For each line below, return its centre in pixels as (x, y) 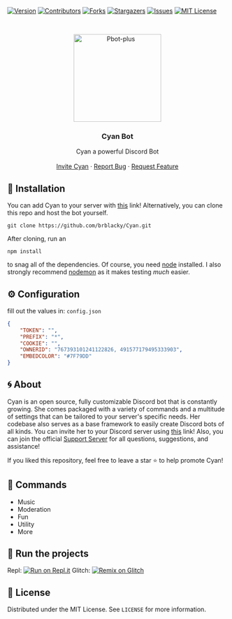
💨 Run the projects (48, 554)
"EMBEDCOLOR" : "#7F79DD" (56, 356)
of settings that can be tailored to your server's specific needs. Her (104, 416)
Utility (26, 524)
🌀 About (24, 385)
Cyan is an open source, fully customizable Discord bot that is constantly (113, 401)
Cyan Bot (117, 136)
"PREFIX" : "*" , (42, 336)
